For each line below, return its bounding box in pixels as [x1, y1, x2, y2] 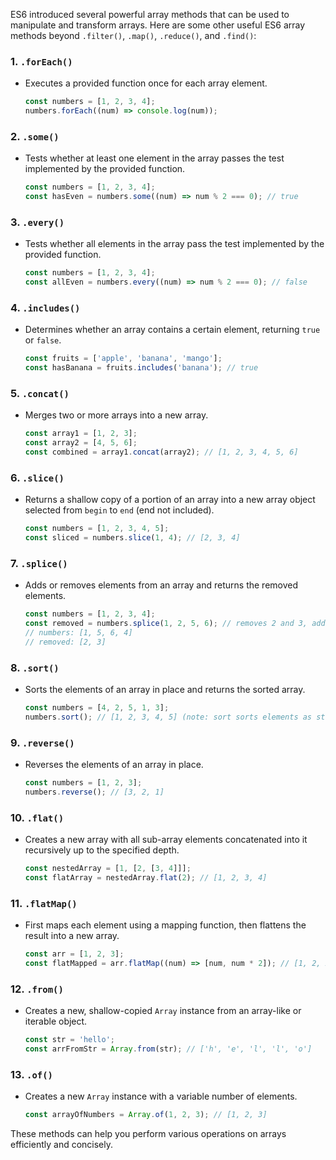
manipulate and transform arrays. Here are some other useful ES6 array [10, 19, 306, 31]
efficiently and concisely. [10, 1139, 114, 1151]
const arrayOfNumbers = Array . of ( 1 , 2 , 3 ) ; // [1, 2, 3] [24, 1110, 268, 1120]
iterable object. [24, 1015, 88, 1028]
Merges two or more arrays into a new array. [24, 409, 209, 421]
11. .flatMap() [10, 897, 78, 911]
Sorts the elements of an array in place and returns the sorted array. [24, 684, 306, 696]
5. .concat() [10, 387, 70, 401]
